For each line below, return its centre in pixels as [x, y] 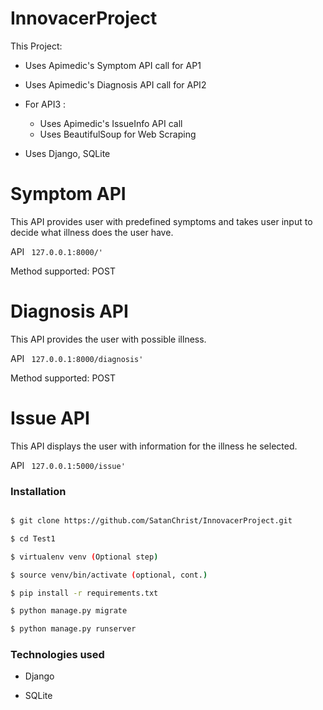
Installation [38, 491]
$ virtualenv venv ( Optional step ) [84, 557]
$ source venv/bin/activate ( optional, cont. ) [109, 575]
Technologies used [57, 655]
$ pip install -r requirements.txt [84, 593]
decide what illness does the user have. [92, 232]
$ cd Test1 [33, 538]
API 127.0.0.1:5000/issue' [68, 465]
